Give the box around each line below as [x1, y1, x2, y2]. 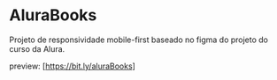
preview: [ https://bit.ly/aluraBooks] [9, 61, 135, 71]
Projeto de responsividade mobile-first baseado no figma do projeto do [9, 34, 268, 45]
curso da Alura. [9, 43, 65, 54]
